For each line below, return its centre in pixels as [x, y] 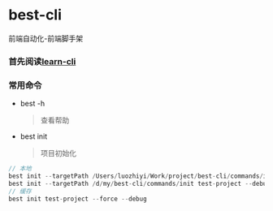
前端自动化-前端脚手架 [46, 38]
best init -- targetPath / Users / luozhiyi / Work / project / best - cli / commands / [136, 176]
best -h [32, 104]
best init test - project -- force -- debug [78, 199]
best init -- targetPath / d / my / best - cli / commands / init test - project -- [130, 183]
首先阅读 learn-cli [42, 61]
